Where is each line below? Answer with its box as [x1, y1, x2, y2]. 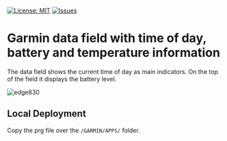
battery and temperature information [7, 45, 221, 61]
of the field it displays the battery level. [7, 75, 117, 83]
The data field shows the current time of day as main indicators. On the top [7, 67, 219, 75]
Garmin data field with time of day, [7, 31, 206, 46]
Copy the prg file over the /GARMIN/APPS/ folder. [7, 126, 140, 134]
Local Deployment [7, 108, 87, 120]
